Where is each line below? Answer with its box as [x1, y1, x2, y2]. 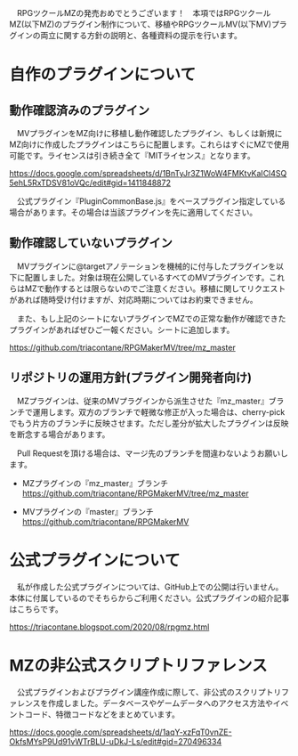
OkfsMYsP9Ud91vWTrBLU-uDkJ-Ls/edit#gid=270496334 [9, 736, 222, 746]
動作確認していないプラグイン [9, 235, 173, 251]
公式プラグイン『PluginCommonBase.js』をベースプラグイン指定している [16, 196, 286, 207]
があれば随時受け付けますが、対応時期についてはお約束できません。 [9, 294, 258, 305]
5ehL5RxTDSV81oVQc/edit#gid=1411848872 [9, 177, 172, 188]
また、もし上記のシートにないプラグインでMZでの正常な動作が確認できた [16, 313, 286, 323]
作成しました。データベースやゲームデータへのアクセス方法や [47, 697, 273, 708]
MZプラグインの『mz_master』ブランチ [21, 477, 169, 488]
